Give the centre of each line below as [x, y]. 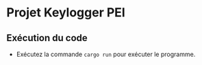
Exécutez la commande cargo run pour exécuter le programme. [106, 54]
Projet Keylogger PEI [66, 13]
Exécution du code [47, 38]
